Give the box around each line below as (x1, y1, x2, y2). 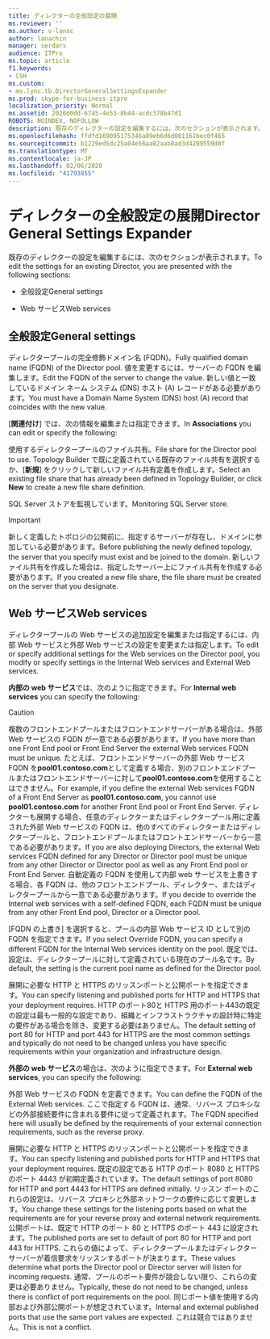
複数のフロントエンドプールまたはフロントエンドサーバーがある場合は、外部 (8, 724, 263, 733)
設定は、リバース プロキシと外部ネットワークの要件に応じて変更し (29, 1194, 251, 1203)
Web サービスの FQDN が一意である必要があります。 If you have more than (8, 734, 255, 744)
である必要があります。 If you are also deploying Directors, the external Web (8, 842, 260, 852)
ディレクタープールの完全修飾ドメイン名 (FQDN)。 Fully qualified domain (8, 352, 248, 362)
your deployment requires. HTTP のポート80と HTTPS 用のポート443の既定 (8, 1000, 260, 1009)
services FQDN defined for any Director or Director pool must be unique (8, 851, 247, 861)
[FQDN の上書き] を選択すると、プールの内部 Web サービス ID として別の (8, 924, 251, 934)
